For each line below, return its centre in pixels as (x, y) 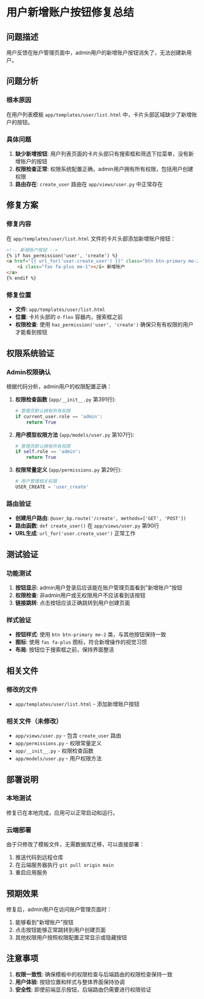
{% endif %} (21, 278)
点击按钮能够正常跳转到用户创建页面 (60, 930)
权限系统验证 (30, 353)
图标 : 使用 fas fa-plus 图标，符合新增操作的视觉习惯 (81, 642)
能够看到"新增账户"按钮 (44, 922)
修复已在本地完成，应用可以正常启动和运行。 (62, 812)
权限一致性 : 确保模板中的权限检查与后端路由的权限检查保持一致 (94, 974)
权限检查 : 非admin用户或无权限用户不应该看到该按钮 (80, 595)
